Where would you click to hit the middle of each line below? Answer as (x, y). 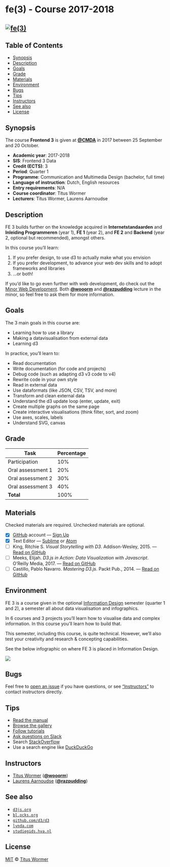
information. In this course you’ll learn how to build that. (63, 624)
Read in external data (35, 385)
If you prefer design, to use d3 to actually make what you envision (81, 258)
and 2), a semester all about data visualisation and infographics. (72, 608)
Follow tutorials (28, 731)
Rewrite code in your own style (45, 379)
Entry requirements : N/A (39, 188)
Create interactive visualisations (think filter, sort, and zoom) (76, 412)
